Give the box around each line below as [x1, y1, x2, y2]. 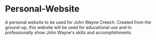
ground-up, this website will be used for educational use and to [5, 24, 132, 30]
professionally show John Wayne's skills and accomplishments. [5, 29, 133, 35]
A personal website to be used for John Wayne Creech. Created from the [5, 19, 152, 25]
